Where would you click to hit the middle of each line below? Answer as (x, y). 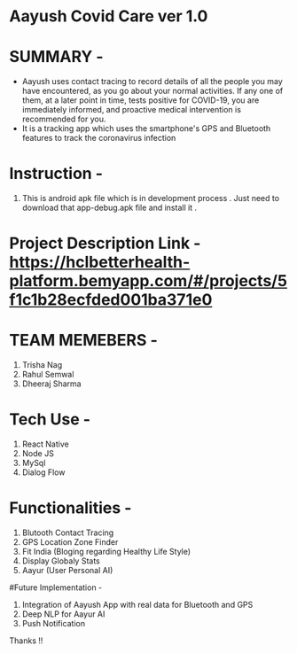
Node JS (38, 454)
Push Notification (54, 624)
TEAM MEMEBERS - (83, 341)
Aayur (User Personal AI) (67, 571)
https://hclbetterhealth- (100, 262)
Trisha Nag (42, 365)
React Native (45, 444)
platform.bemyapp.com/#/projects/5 (148, 281)
